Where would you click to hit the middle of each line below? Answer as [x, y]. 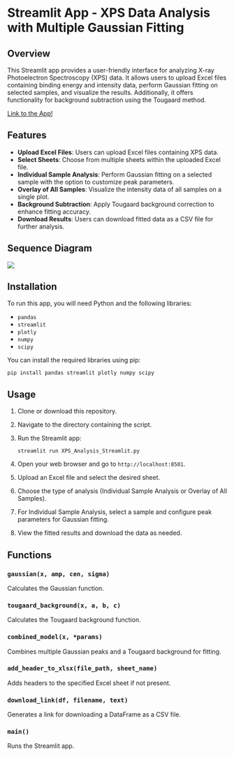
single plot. [33, 196]
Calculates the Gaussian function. [56, 588]
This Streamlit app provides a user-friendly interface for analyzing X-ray [111, 70]
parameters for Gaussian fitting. [63, 520]
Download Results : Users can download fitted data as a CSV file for [115, 219]
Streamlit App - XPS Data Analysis [109, 13]
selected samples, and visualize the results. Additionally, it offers [100, 93]
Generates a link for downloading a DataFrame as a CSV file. [94, 714]
